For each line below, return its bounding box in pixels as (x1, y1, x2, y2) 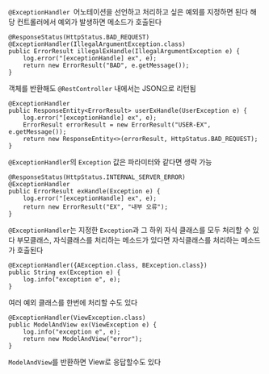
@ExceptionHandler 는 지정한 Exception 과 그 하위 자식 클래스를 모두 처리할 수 (8, 225, 251, 235)
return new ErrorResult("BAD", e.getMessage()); (23, 61, 190, 69)
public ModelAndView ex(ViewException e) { (8, 321, 158, 329)
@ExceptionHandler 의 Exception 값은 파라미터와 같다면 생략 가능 (8, 157, 212, 167)
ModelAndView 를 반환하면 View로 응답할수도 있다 (8, 357, 162, 367)
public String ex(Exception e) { (8, 268, 121, 276)
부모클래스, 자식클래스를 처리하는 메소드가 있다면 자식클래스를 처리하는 (16, 235, 240, 244)
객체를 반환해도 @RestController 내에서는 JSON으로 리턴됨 (8, 84, 196, 93)
